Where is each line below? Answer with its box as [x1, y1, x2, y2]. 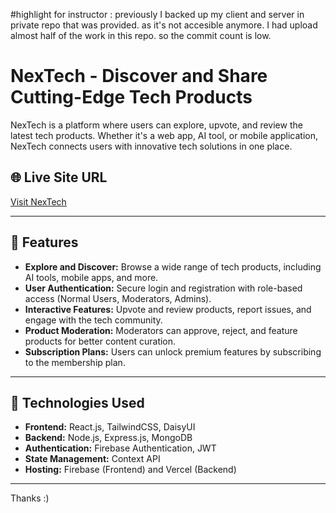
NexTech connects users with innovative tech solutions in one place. [10, 140, 293, 152]
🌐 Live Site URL [10, 169, 108, 186]
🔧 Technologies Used [10, 394, 145, 411]
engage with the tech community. [24, 314, 163, 326]
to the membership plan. [24, 356, 126, 368]
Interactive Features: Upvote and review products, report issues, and [24, 303, 312, 315]
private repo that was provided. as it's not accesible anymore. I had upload [10, 19, 318, 31]
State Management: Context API [24, 453, 161, 465]
